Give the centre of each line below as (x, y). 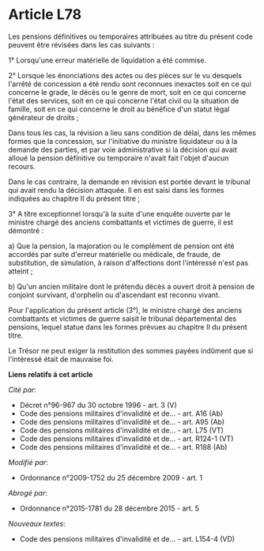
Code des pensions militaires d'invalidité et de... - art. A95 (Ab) (122, 421)
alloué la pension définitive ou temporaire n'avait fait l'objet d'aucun (119, 158)
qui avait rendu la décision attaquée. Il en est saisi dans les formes (116, 190)
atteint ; (21, 271)
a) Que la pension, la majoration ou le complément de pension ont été (121, 246)
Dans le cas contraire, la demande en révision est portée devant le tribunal (129, 181)
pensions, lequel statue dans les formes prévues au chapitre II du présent (128, 326)
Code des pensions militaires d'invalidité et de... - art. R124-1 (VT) (126, 438)
